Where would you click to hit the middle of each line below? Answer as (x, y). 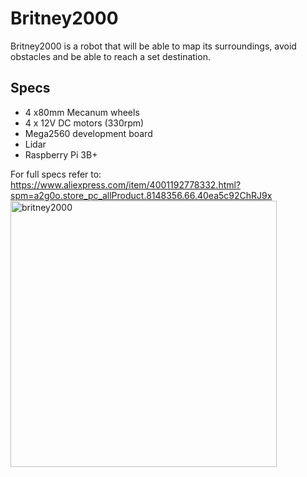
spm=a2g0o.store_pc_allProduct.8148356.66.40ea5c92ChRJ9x (141, 195)
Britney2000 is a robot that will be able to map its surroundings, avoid (153, 46)
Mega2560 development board (88, 133)
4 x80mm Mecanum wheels (82, 112)
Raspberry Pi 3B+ (61, 154)
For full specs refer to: (56, 174)
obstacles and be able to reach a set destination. (110, 56)
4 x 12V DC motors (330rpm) (84, 123)
